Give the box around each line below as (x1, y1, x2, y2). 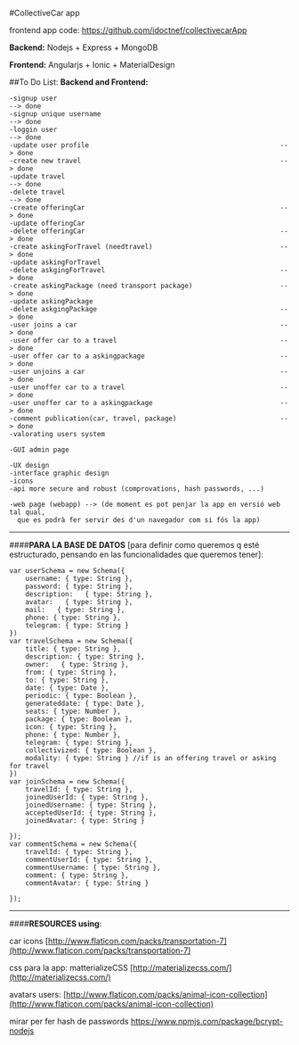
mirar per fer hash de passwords (9, 1016, 129, 1026)
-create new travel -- (9, 156, 289, 165)
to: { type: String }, (25, 676, 109, 684)
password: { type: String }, (25, 582, 133, 591)
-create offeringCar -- (9, 203, 289, 212)
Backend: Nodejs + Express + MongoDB (9, 42, 158, 53)
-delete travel (9, 187, 66, 196)
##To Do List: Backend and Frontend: (9, 77, 149, 87)
